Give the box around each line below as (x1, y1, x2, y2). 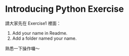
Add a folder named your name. (12, 35, 77, 41)
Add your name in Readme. (12, 30, 68, 36)
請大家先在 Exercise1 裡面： (5, 20, 61, 26)
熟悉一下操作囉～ (5, 45, 40, 51)
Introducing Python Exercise (5, 3, 124, 15)
